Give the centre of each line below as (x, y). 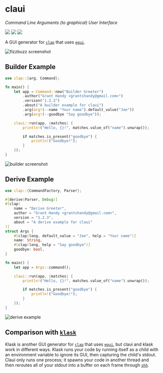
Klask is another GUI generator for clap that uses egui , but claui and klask (79, 344)
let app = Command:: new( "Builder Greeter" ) (59, 91)
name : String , (28, 241)
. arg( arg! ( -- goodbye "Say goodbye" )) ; (62, 114)
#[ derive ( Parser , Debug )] (31, 199)
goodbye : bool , (29, 250)
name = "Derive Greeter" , (40, 209)
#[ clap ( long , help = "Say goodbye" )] (52, 245)
